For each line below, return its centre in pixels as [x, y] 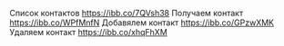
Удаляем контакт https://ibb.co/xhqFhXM [89, 32]
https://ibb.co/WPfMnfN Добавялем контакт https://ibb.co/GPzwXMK [142, 23]
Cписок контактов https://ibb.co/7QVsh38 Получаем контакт [127, 13]
